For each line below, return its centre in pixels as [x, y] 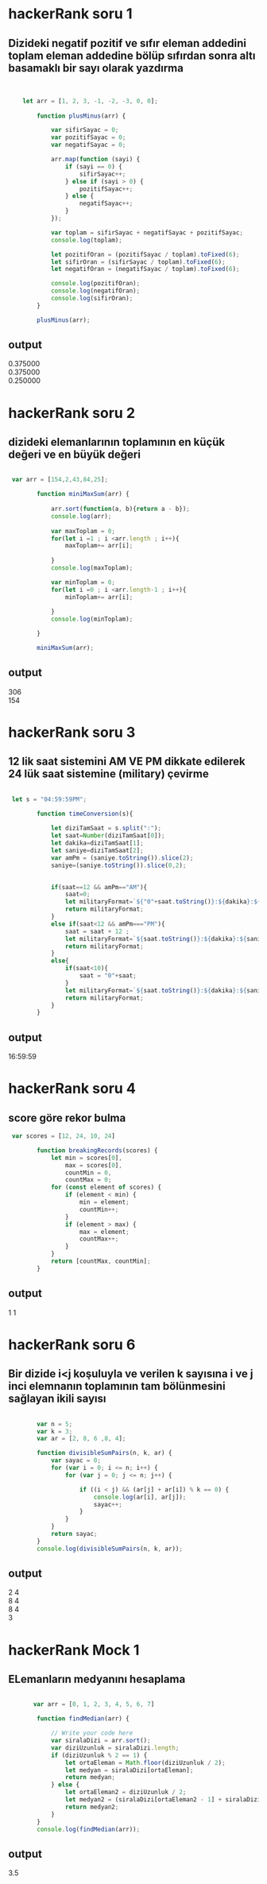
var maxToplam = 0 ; [83, 531]
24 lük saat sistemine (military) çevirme [108, 774]
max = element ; [104, 1232]
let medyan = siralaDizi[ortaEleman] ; [129, 1770]
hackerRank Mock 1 [74, 1650]
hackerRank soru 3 [72, 732]
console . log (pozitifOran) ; [95, 284]
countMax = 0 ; [88, 1180]
